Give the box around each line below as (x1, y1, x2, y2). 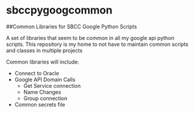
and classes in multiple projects (6, 46, 83, 54)
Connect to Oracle (14, 69, 59, 77)
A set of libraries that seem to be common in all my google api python (6, 34, 175, 41)
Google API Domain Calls (14, 76, 75, 83)
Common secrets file (14, 101, 66, 108)
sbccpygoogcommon (6, 4, 113, 17)
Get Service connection (23, 82, 81, 89)
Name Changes (23, 88, 62, 95)
